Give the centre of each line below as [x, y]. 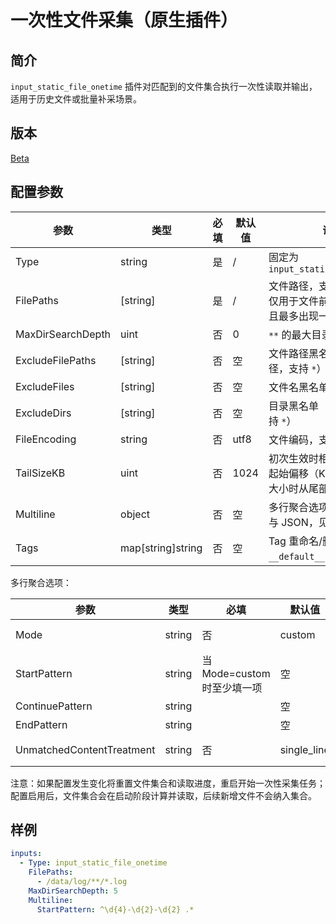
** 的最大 [290, 334]
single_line [304, 749]
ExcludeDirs [43, 413]
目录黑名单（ [298, 406]
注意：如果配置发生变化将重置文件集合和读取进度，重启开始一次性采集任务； [168, 783]
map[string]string [161, 548]
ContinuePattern [54, 706]
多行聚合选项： [41, 582]
